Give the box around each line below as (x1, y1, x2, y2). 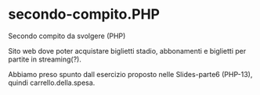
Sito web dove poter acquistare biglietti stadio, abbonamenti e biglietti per (8, 46, 247, 55)
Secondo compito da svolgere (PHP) (8, 31, 126, 40)
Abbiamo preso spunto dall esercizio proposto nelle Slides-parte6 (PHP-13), (8, 69, 253, 79)
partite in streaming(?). (8, 55, 82, 64)
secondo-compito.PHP (8, 5, 161, 23)
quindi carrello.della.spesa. (8, 78, 96, 87)
